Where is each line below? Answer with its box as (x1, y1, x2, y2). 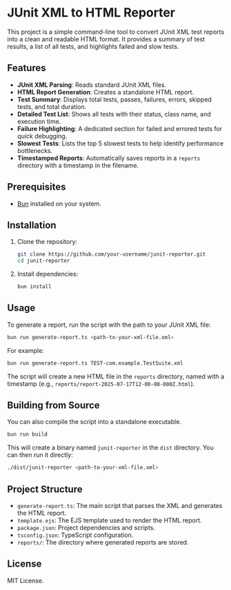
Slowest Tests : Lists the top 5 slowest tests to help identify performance (17, 139, 224, 147)
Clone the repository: (17, 238, 78, 246)
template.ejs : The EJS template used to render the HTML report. (17, 516, 202, 525)
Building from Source (7, 399, 100, 411)
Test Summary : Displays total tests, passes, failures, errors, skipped (17, 95, 212, 103)
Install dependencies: (17, 270, 79, 278)
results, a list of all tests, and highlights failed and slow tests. (7, 42, 179, 50)
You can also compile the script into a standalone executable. (7, 418, 181, 426)
